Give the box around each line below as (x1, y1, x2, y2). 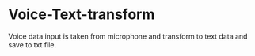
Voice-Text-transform (8, 6, 155, 24)
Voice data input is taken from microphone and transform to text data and (8, 32, 248, 41)
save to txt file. (8, 39, 57, 49)
